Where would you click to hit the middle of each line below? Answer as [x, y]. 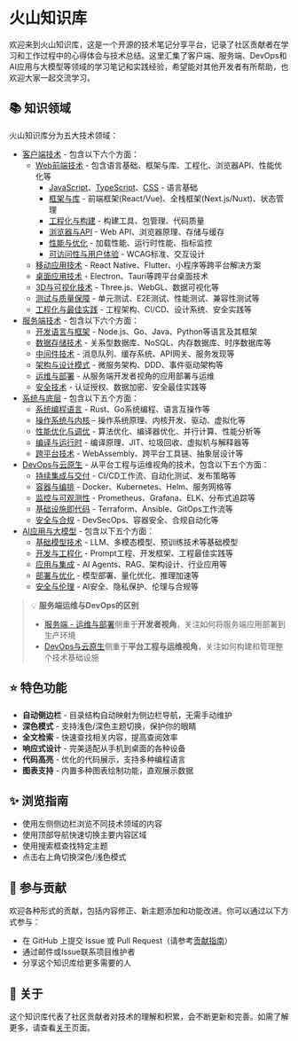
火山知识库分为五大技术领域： [63, 135]
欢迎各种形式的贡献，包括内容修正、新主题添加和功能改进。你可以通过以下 [145, 911]
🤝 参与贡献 [38, 888]
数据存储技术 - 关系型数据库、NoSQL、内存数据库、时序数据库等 [153, 342]
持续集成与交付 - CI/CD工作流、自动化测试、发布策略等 [136, 475]
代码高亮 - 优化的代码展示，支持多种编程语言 [104, 759]
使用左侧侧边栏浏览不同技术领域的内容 [92, 824]
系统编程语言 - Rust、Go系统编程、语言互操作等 [123, 409]
